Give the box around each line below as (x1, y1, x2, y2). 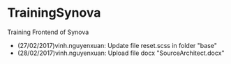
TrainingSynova (7, 5, 101, 21)
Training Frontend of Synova (7, 28, 89, 36)
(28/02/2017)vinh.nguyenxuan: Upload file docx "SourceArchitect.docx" (17, 49, 225, 57)
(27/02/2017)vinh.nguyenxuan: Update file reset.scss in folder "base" (17, 41, 218, 49)
